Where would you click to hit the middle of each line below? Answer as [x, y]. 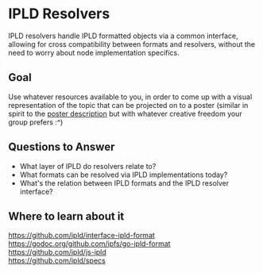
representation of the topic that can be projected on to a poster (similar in [128, 105]
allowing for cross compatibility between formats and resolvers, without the [132, 44]
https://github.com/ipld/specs [57, 261]
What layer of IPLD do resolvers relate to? [88, 166]
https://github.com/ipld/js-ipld [58, 252]
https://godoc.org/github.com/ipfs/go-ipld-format [89, 244]
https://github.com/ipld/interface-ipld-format [81, 236]
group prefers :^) [36, 122]
